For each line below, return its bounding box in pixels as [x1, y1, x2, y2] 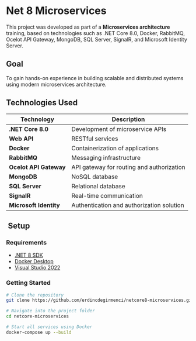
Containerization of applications [71, 144, 159, 152]
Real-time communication [71, 191, 143, 199]
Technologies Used [6, 98, 78, 108]
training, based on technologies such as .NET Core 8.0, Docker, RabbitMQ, [6, 29, 185, 36]
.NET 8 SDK [14, 252, 43, 259]
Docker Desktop [14, 258, 54, 265]
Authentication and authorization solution [71, 201, 185, 209]
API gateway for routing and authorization [71, 163, 185, 171]
